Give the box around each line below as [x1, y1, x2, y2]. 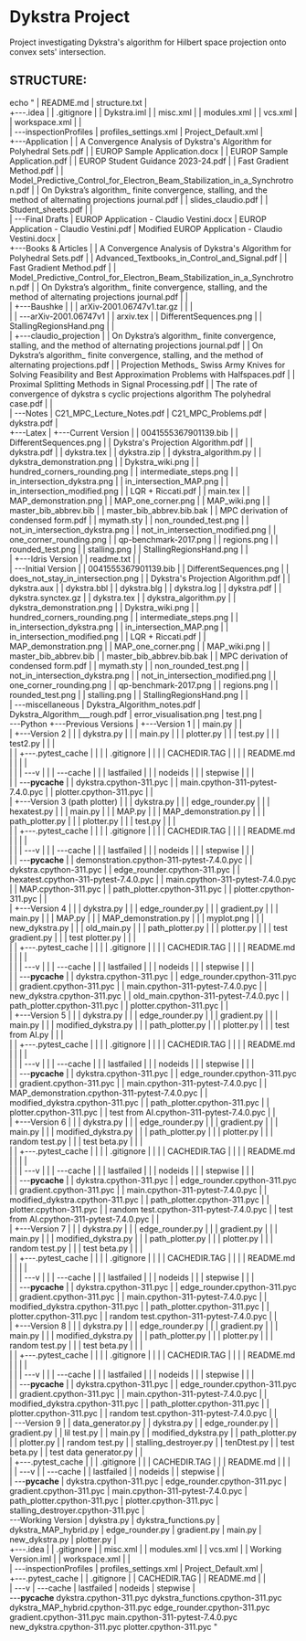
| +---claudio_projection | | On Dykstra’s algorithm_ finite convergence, [9, 330, 277, 341]
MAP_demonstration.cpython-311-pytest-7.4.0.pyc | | [9, 1087, 208, 1098]
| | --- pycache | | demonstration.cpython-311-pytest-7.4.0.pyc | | [9, 854, 253, 865]
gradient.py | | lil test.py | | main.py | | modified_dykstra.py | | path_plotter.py [9, 1427, 297, 1438]
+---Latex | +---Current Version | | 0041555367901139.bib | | [9, 427, 239, 438]
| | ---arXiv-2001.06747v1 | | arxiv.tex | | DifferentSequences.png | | [9, 311, 263, 322]
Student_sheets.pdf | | [9, 204, 93, 215]
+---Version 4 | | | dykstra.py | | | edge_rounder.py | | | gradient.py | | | [14, 903, 279, 914]
